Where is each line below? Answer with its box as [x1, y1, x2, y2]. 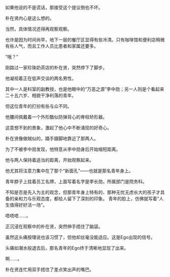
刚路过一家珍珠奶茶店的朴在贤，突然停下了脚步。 [5, 65, 107, 70]
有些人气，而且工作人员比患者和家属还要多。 [5, 43, 99, 49]
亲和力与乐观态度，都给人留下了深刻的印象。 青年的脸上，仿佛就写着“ [14, 195, 159, 202]
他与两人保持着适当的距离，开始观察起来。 [5, 157, 94, 163]
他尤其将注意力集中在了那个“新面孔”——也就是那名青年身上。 [5, 168, 134, 174]
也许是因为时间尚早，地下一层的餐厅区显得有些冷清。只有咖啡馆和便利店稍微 [5, 37, 165, 43]
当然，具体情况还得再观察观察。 [5, 26, 72, 32]
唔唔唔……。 [5, 213, 31, 219]
